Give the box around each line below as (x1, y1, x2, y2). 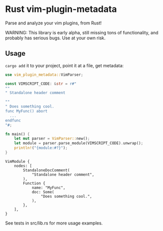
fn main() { (5, 131, 30, 136)
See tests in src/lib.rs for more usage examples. (5, 220, 103, 226)
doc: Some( (31, 189, 55, 195)
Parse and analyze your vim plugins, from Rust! (5, 20, 102, 26)
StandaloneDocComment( (23, 168, 70, 173)
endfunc (5, 118, 21, 123)
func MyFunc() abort (5, 109, 48, 114)
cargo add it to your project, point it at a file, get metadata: (5, 62, 124, 68)
